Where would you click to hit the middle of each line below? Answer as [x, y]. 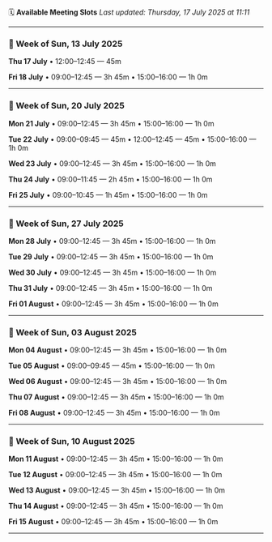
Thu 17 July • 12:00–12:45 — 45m [65, 62]
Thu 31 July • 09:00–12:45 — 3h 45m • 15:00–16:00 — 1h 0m [110, 288]
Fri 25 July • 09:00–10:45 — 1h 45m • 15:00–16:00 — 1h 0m [108, 194]
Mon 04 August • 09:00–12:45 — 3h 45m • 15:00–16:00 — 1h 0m [117, 350]
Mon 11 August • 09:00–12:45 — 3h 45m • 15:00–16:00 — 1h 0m [116, 459]
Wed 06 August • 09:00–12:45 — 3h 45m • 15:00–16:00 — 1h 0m [118, 382]
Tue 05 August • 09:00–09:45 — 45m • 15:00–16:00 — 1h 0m [112, 366]
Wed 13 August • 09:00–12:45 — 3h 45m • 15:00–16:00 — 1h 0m [117, 490]
